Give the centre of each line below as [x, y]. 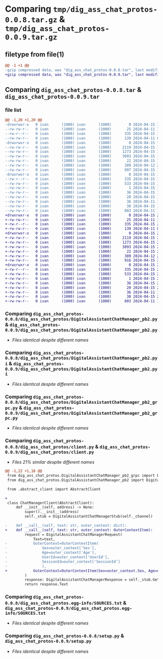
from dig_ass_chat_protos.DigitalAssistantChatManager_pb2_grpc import [81, 476]
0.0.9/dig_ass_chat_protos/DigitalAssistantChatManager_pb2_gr [81, 413]
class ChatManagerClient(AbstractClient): [51, 503]
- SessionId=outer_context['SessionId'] [63, 562]
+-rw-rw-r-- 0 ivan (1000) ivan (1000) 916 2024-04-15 [80, 261]
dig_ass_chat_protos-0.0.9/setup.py [48, 641]
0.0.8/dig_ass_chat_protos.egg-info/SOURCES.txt [64, 603]
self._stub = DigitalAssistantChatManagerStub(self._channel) [89, 517]
